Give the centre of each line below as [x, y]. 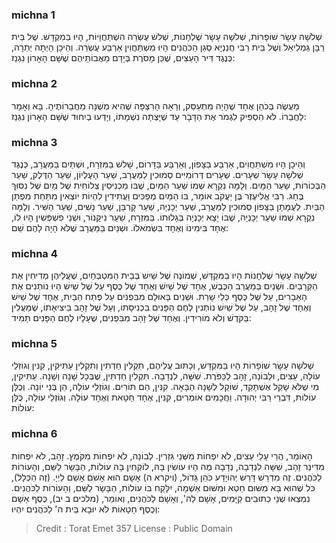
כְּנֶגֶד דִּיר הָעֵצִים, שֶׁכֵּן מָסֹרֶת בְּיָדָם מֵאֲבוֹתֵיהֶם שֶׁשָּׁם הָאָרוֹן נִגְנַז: [123, 58]
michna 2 [34, 84]
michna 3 [34, 142]
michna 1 [33, 15]
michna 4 [34, 253]
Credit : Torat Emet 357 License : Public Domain [134, 528]
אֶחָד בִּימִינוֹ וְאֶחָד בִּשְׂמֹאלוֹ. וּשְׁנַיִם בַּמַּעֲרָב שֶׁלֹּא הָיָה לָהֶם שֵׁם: [120, 227]
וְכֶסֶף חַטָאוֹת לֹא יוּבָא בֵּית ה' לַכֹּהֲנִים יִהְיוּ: [86, 509]
